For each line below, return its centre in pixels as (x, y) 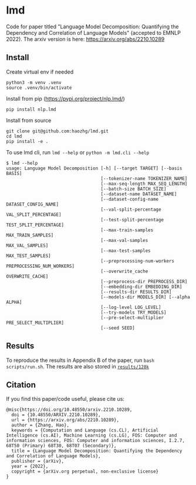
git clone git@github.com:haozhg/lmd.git (58, 131)
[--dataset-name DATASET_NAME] (139, 194)
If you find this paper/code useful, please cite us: (65, 399)
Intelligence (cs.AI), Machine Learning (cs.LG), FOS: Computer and (92, 436)
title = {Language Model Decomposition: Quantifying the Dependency (97, 451)
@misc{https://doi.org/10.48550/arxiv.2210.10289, (69, 410)
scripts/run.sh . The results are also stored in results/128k (78, 366)
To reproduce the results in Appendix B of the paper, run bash (80, 360)
